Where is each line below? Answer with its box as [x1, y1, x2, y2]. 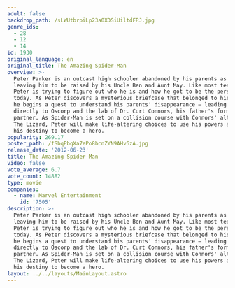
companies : [7, 186, 39, 193]
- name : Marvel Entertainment [13, 192, 101, 199]
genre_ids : [7, 23, 39, 30]
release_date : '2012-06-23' [7, 147, 90, 154]
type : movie [7, 179, 42, 186]
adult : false [7, 10, 45, 17]
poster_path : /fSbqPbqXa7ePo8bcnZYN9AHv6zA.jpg [7, 141, 149, 147]
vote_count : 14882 [7, 173, 61, 180]
